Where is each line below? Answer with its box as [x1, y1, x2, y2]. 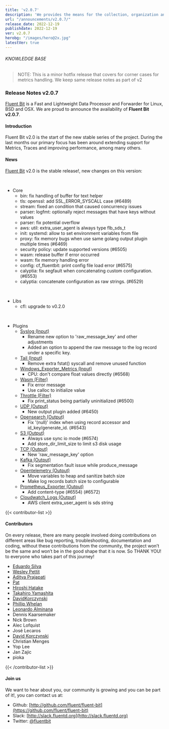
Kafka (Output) [20, 457, 51, 463]
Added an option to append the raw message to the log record [27, 344, 157, 350]
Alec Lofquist [12, 622, 40, 628]
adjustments [27, 339, 53, 345]
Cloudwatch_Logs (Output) [20, 494, 76, 500]
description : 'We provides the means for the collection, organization [5, 12, 158, 17]
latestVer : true [5, 40, 39, 45]
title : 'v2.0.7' [5, 7, 39, 13]
